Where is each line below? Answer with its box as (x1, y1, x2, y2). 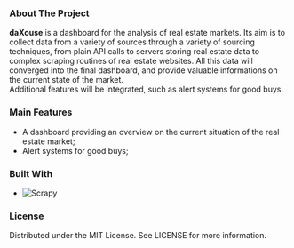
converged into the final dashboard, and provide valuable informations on (9, 65, 278, 76)
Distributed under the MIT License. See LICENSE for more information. (9, 230, 267, 241)
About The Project (9, 7, 91, 20)
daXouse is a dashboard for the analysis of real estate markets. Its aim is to (9, 28, 286, 38)
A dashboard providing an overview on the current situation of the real (21, 126, 280, 137)
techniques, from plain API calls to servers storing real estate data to (9, 46, 260, 57)
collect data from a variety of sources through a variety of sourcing (9, 36, 256, 47)
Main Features (9, 106, 73, 118)
